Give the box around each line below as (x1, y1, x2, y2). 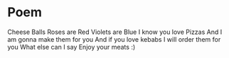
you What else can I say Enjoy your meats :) (7, 42, 136, 51)
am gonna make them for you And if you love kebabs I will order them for (7, 35, 221, 43)
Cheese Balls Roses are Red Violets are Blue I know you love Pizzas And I (7, 28, 223, 36)
